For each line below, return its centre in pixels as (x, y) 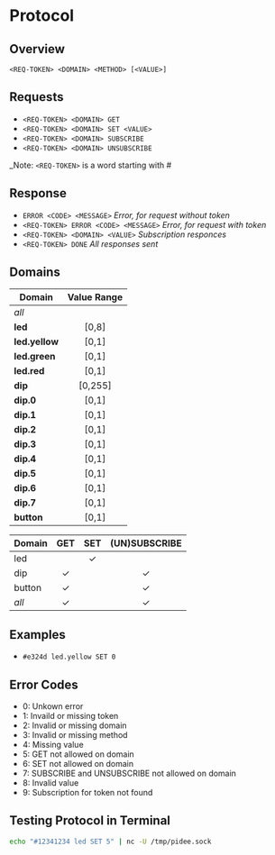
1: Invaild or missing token (70, 716)
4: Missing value (53, 745)
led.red (29, 371)
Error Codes (44, 684)
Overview (37, 49)
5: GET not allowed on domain (78, 754)
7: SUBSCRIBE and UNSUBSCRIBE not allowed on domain (129, 773)
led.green (35, 357)
